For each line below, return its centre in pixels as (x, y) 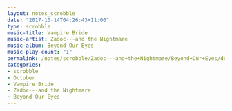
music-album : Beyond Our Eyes (51, 46)
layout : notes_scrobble (41, 13)
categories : (24, 65)
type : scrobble (29, 26)
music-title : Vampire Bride (48, 33)
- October (21, 78)
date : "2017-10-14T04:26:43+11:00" (58, 20)
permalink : (23, 59)
